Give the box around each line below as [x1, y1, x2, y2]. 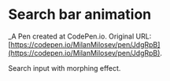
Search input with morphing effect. [8, 63, 121, 72]
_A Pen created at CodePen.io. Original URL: [8, 31, 152, 41]
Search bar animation [8, 6, 152, 24]
